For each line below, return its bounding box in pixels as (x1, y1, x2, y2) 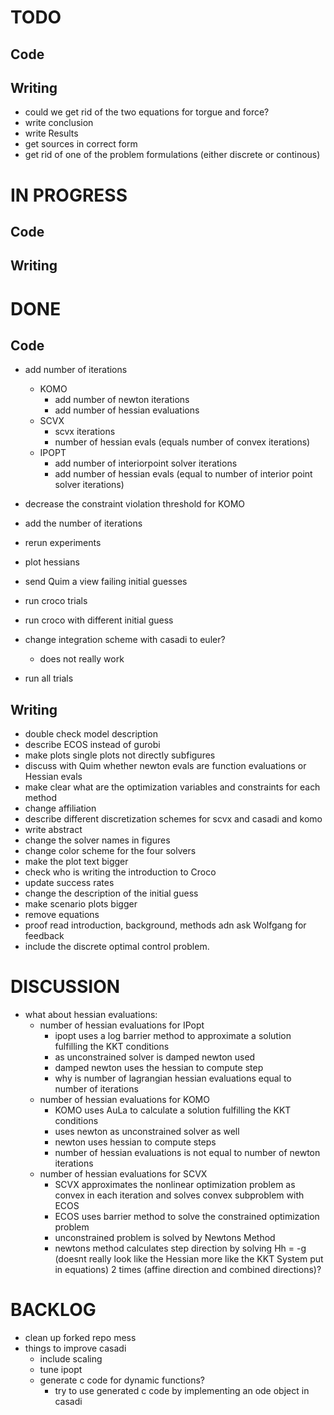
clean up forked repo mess (24, 1332, 137, 1344)
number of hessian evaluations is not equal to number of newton (54, 1147, 321, 1159)
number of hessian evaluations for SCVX (39, 1168, 208, 1180)
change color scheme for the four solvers (24, 845, 197, 857)
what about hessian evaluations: (24, 1009, 158, 1021)
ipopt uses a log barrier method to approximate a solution (54, 1030, 292, 1042)
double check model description (24, 728, 159, 740)
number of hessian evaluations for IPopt (39, 1019, 205, 1031)
